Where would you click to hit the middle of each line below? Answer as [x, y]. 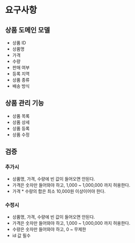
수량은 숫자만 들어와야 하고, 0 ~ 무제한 [49, 229]
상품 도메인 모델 [28, 30]
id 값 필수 [21, 235]
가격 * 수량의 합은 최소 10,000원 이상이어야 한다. [59, 191]
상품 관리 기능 [25, 103]
